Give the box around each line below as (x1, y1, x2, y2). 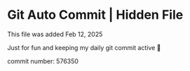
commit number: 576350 (7, 56, 79, 65)
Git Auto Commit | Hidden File (7, 7, 184, 23)
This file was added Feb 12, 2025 (7, 30, 103, 38)
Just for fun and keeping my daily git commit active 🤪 (7, 43, 161, 52)
